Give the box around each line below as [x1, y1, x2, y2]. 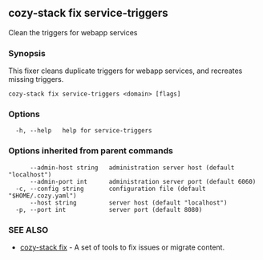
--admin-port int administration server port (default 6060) [29, 177, 257, 185]
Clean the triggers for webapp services [8, 27, 138, 37]
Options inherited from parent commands [8, 145, 174, 156]
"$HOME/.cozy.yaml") [8, 192, 78, 200]
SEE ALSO [8, 224, 49, 235]
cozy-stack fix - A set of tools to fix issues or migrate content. [19, 242, 225, 252]
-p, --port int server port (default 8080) [15, 205, 203, 213]
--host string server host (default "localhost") [29, 198, 228, 207]
